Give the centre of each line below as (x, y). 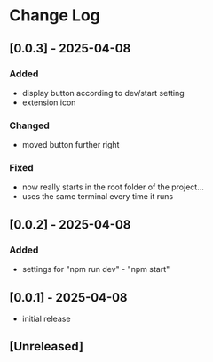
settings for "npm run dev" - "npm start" (96, 269)
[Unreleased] (47, 346)
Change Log (55, 16)
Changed (30, 125)
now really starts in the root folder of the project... (113, 187)
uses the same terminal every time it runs (98, 197)
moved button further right (71, 145)
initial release (46, 318)
